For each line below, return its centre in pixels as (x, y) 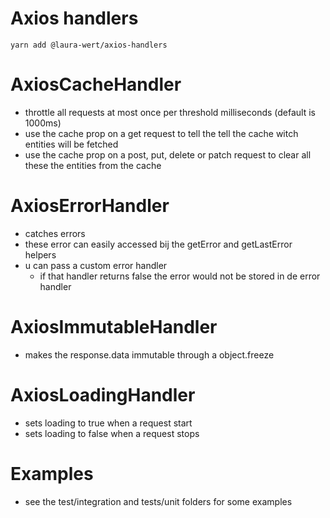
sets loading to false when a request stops (112, 433)
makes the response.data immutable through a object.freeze (149, 354)
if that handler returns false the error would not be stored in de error (180, 276)
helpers (40, 254)
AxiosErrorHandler (90, 206)
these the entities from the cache (93, 165)
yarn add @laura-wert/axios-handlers (89, 45)
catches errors (55, 233)
